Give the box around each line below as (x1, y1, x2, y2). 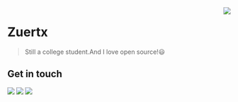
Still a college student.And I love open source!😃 (24, 47, 165, 56)
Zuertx (7, 24, 48, 40)
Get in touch (7, 68, 62, 80)
